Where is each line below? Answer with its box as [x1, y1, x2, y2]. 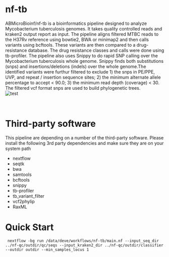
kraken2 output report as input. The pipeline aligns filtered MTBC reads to [5, 31, 159, 37]
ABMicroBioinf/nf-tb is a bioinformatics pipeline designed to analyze [5, 20, 147, 26]
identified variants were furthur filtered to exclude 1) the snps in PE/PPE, [5, 68, 155, 75]
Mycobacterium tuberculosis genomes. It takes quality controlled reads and [5, 25, 162, 31]
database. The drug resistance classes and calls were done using [28, 47, 164, 53]
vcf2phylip [12, 198, 35, 204]
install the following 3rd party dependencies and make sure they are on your [5, 140, 164, 146]
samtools [12, 171, 32, 177]
